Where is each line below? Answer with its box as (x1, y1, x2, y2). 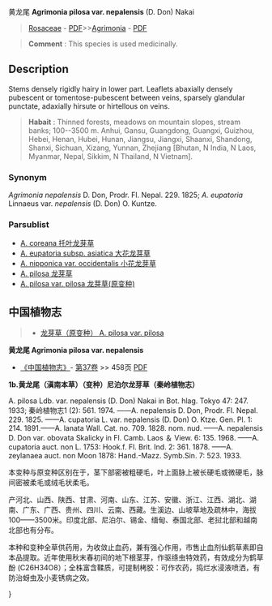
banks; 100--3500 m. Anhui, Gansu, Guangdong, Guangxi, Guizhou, (28, 125, 255, 135)
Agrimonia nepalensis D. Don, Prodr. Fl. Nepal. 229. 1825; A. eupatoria (8, 190, 244, 200)
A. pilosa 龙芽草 (19, 269, 73, 278)
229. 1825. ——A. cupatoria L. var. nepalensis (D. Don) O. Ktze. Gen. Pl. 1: (8, 415, 253, 424)
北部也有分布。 (8, 526, 58, 535)
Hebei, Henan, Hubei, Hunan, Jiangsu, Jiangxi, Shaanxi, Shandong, (28, 134, 253, 144)
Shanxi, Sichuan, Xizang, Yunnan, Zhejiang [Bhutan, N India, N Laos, (28, 143, 257, 153)
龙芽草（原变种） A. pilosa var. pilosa (40, 328, 164, 338)
